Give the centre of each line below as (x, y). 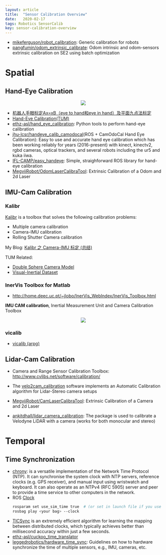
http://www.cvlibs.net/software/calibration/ (56, 376)
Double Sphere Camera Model (43, 267)
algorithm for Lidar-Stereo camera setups (55, 391)
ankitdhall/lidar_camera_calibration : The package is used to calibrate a (84, 416)
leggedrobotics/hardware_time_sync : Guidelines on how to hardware (82, 542)
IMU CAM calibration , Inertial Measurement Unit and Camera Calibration (79, 306)
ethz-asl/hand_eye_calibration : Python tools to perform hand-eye (79, 124)
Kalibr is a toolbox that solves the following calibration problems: (71, 217)
